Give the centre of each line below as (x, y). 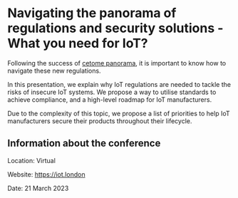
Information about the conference (84, 144)
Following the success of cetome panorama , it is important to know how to (117, 63)
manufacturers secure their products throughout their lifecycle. (100, 121)
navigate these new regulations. (54, 71)
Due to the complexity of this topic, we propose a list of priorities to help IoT (119, 113)
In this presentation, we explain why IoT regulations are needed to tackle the (119, 84)
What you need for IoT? (78, 43)
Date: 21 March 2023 (38, 188)
